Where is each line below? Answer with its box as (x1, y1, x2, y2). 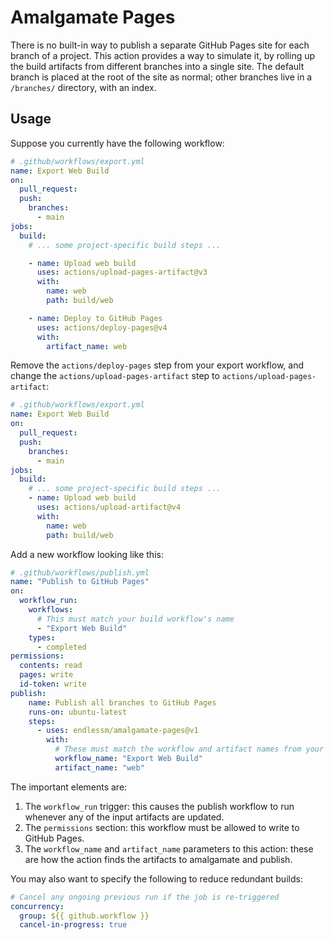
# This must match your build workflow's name (36, 614, 235, 624)
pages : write (19, 670, 74, 680)
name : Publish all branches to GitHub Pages (28, 697, 217, 708)
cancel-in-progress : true (19, 920, 128, 930)
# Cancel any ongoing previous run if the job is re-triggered (10, 892, 280, 902)
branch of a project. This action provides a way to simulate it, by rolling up (10, 49, 316, 61)
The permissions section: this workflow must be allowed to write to (24, 821, 300, 833)
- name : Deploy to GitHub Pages (28, 313, 163, 323)
